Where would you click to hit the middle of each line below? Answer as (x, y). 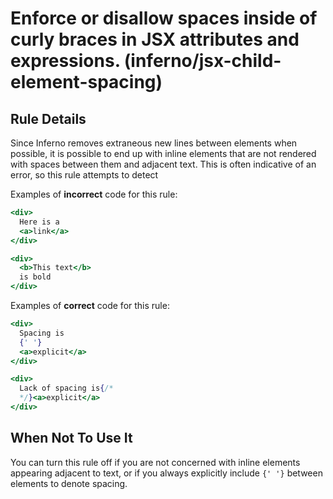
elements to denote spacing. (69, 483)
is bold (35, 277)
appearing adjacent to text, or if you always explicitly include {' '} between (166, 473)
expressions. (65, 61)
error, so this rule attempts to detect (84, 175)
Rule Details (48, 118)
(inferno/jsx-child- (202, 61)
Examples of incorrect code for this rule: (94, 194)
